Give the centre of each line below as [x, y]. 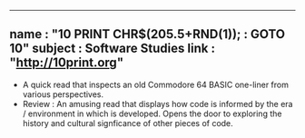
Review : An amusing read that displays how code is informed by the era [157, 103]
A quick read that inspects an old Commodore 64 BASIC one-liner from [155, 84]
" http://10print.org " [67, 63]
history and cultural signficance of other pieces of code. [128, 123]
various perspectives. [63, 94]
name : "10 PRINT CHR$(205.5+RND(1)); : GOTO [148, 34]
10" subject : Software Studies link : [113, 49]
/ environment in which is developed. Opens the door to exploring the [152, 113]
